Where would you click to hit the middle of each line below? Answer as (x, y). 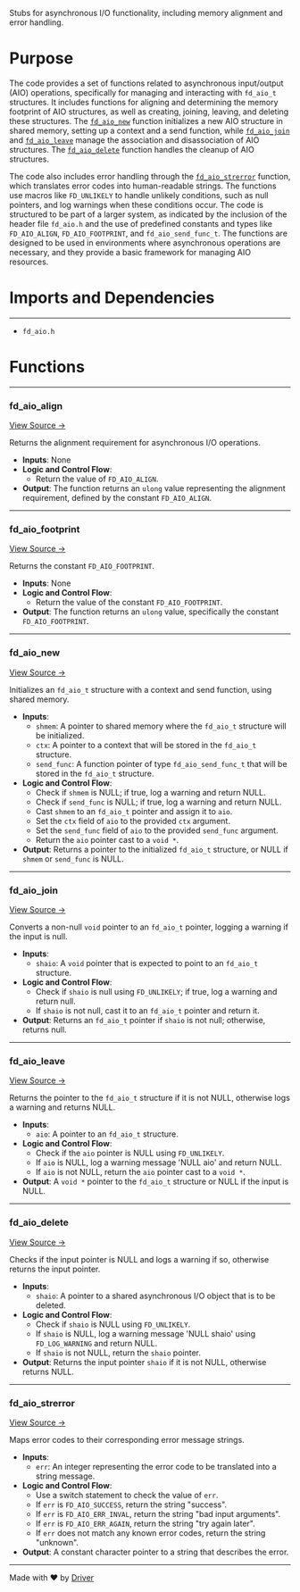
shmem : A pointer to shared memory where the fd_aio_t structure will (161, 726)
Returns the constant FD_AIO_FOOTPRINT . (82, 566)
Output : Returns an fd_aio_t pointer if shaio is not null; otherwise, (144, 1020)
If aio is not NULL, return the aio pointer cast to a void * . (140, 1172)
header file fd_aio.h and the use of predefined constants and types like (141, 223)
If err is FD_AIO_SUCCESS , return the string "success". (131, 1504)
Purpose (42, 58)
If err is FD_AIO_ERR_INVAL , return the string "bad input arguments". (158, 1513)
